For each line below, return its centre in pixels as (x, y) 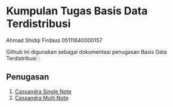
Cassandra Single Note (43, 91)
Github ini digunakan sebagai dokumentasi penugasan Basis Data (86, 51)
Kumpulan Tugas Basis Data (77, 11)
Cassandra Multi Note (41, 97)
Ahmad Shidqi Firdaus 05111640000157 (54, 40)
